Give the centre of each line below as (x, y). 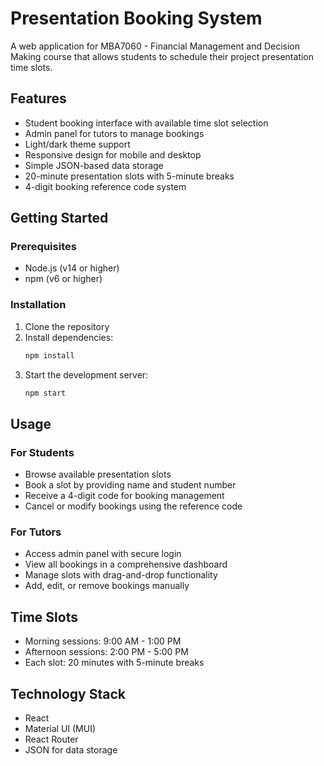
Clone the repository (67, 326)
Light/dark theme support (77, 144)
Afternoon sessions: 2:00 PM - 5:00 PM (106, 652)
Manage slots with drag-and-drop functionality (121, 575)
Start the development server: (86, 374)
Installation (38, 305)
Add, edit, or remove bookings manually (107, 586)
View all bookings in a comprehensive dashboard (126, 564)
